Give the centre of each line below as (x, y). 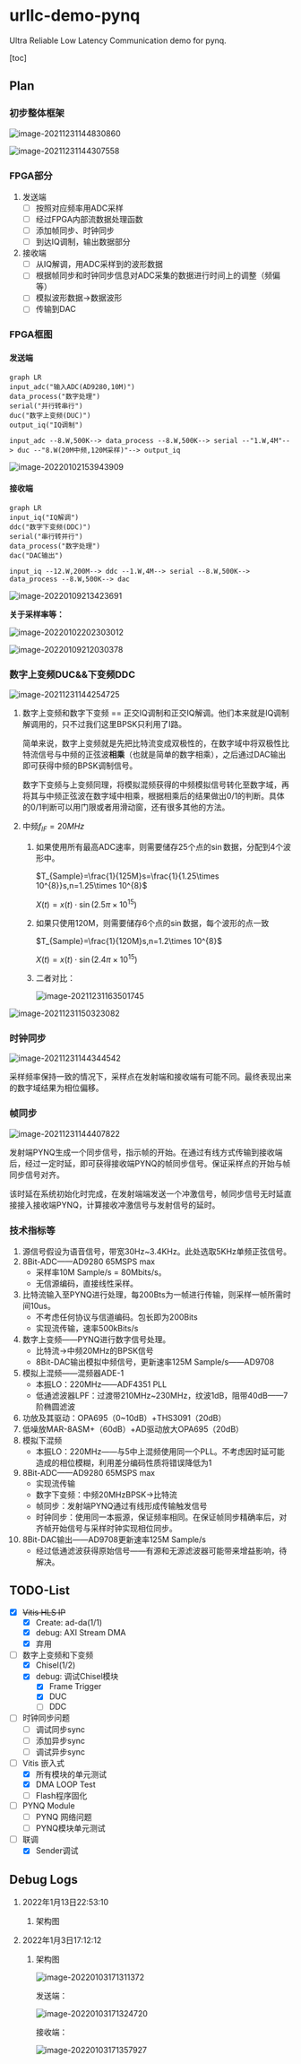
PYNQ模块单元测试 (70, 1828)
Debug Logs (44, 1879)
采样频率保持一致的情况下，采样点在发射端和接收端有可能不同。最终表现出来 (150, 1077)
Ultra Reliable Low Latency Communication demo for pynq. (118, 40)
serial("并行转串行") (46, 406)
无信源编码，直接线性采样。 (87, 1284)
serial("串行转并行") (46, 536)
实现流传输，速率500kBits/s (87, 1329)
